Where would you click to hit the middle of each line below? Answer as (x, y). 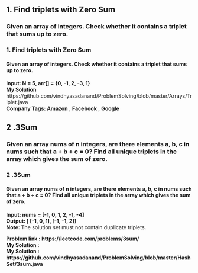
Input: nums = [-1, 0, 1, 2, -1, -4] (45, 214)
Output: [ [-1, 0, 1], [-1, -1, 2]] (41, 221)
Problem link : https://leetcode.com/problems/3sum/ (73, 239)
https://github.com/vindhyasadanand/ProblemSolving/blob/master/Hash (98, 258)
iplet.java (17, 102)
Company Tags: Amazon (37, 108)
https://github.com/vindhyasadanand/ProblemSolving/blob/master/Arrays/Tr (99, 96)
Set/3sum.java (25, 264)
